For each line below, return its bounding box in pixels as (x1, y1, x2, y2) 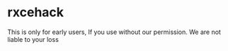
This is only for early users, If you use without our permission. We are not (7, 28, 222, 36)
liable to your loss (7, 35, 59, 43)
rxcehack (7, 4, 64, 21)
